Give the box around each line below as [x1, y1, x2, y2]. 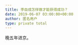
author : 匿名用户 [5, 16, 38, 21]
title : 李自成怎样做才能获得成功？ [5, 7, 68, 12]
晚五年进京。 [5, 35, 31, 41]
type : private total [5, 21, 48, 26]
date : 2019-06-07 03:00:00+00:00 [5, 12, 74, 17]
